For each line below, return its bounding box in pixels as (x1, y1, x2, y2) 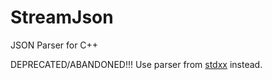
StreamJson (10, 6, 114, 29)
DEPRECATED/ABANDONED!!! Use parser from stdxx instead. (10, 58, 263, 70)
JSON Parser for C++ (10, 39, 99, 51)
